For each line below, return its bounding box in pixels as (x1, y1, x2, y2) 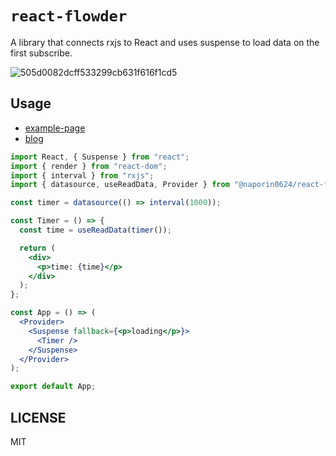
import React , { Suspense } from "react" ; (10, 152, 190, 162)
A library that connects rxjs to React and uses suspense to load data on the (10, 36, 320, 48)
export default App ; (10, 382, 97, 392)
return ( (19, 243, 56, 253)
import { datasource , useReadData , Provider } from (10, 180, 230, 190)
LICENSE (10, 409, 67, 426)
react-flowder (10, 7, 128, 26)
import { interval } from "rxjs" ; (10, 170, 155, 181)
